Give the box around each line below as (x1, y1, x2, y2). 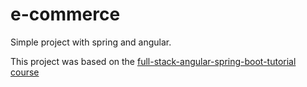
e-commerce (10, 3, 121, 26)
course (10, 66, 40, 78)
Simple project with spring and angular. (10, 36, 172, 48)
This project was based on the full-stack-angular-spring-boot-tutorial (10, 55, 297, 67)
